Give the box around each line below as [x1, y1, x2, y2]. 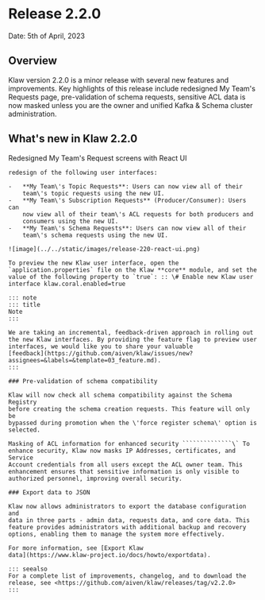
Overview [8, 54, 58, 68]
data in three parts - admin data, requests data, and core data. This [8, 516, 250, 525]
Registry [8, 398, 37, 406]
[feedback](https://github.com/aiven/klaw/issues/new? [8, 349, 194, 358]
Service [8, 454, 34, 462]
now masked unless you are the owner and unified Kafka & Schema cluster [8, 100, 253, 110]
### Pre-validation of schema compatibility [8, 377, 158, 385]
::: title [8, 300, 41, 308]
